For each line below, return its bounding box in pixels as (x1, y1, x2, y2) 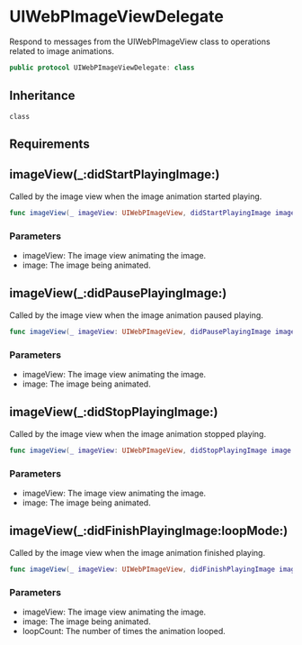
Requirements (9, 137, 90, 152)
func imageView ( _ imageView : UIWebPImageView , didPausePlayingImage (9, 327, 271, 336)
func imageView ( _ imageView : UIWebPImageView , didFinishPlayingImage (9, 565, 276, 574)
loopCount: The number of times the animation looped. (22, 625, 226, 636)
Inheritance (9, 88, 75, 104)
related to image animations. (9, 45, 115, 56)
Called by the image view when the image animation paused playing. (9, 309, 263, 321)
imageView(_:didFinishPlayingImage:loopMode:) (9, 523, 289, 539)
